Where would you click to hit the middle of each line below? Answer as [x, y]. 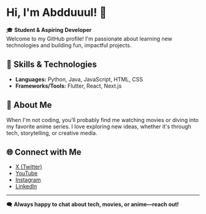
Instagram [28, 180]
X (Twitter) [29, 167]
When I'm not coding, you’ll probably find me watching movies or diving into [103, 120]
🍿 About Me [29, 105]
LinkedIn [26, 186]
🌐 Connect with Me [44, 152]
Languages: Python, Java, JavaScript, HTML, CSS [79, 79]
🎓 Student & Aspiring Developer [49, 29]
